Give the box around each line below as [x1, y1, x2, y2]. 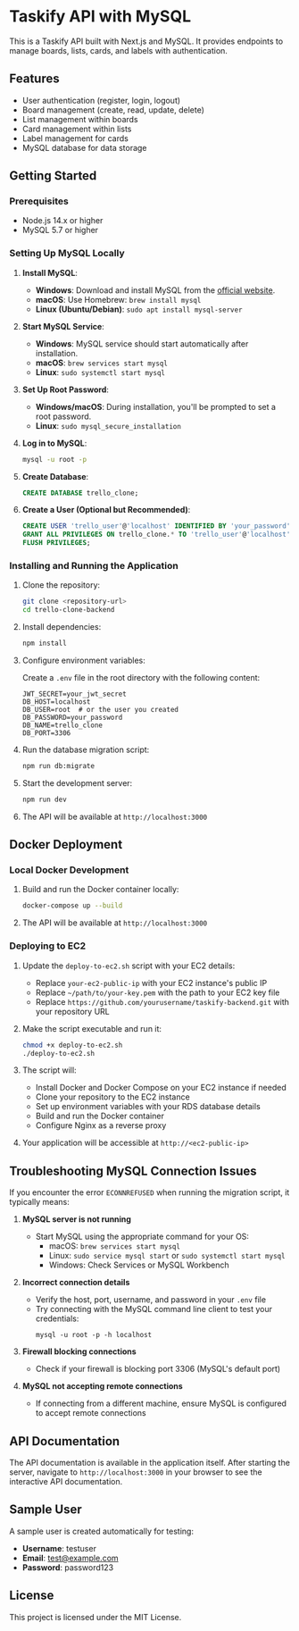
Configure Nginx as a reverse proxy [35, 1120, 167, 1131]
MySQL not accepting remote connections [21, 1381, 183, 1392]
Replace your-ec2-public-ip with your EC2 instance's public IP [35, 977, 268, 988]
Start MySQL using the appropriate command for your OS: [35, 1231, 250, 1242]
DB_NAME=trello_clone [21, 721, 103, 730]
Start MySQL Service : [21, 321, 104, 331]
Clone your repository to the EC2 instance [35, 1092, 190, 1102]
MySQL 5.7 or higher [21, 225, 99, 236]
